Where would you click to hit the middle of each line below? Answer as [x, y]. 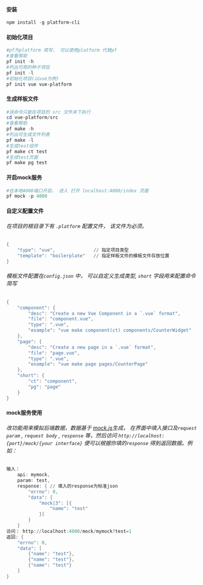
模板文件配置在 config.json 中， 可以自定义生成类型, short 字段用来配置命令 [101, 276]
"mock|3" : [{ [55, 503]
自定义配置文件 [25, 210]
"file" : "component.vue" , [61, 319]
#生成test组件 [22, 146]
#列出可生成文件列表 [28, 135]
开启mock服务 [24, 177]
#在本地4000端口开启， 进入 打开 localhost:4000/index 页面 [77, 191]
